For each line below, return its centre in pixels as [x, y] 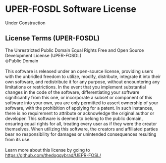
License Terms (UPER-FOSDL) [53, 38]
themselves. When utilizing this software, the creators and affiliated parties [82, 129]
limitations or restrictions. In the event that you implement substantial [76, 87]
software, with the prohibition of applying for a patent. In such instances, [79, 108]
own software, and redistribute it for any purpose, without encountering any [83, 81]
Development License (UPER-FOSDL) [43, 55]
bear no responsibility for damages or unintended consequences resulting [81, 134]
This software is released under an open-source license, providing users [79, 71]
